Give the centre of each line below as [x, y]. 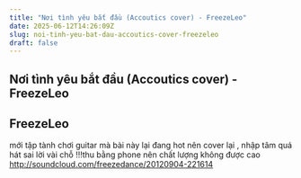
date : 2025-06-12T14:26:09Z [62, 26]
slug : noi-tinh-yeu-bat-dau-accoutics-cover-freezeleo [114, 34]
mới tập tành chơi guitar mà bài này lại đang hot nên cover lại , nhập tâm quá [151, 146]
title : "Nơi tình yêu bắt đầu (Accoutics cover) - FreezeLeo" [128, 18]
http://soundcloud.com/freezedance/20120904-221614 [111, 165]
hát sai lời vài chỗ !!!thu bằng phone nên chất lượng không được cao [135, 155]
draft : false [34, 43]
